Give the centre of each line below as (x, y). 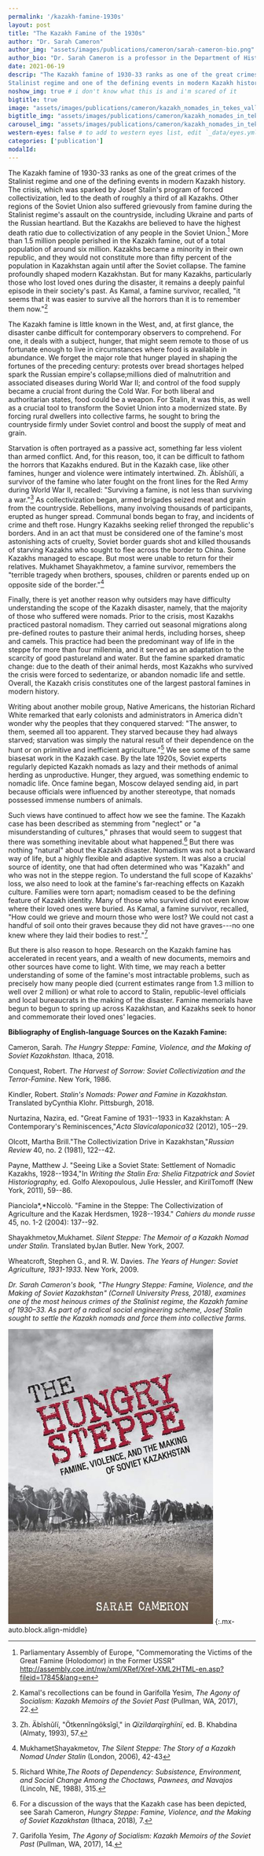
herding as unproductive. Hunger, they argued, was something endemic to (128, 775)
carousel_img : (31, 125)
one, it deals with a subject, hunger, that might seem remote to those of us (128, 341)
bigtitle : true (33, 99)
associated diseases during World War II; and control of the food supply (125, 382)
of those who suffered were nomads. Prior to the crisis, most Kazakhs (121, 617)
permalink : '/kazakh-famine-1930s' (66, 17)
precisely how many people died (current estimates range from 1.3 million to (131, 984)
